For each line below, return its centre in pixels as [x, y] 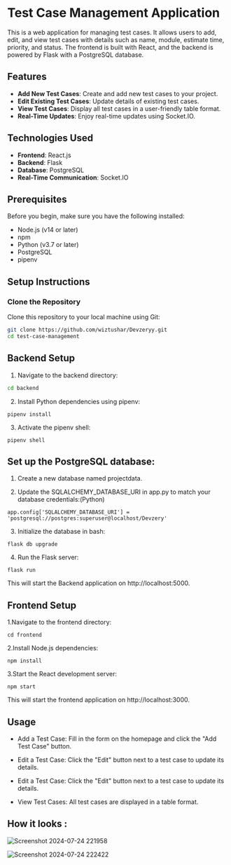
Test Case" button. [44, 746]
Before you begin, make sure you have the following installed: [96, 216]
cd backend [23, 388]
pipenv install [29, 414]
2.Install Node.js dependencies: [53, 648]
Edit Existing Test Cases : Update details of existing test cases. [108, 101]
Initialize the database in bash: [61, 532]
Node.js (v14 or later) [48, 230]
